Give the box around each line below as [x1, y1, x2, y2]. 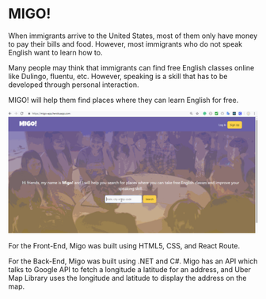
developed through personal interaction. [8, 80, 139, 89]
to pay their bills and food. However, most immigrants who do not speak [8, 39, 243, 48]
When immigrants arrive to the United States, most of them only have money [8, 31, 258, 40]
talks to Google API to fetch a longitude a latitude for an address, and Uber [8, 265, 252, 274]
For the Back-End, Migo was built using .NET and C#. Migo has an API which [8, 256, 258, 266]
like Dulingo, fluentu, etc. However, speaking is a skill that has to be [8, 71, 228, 81]
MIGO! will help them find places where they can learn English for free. [8, 95, 239, 104]
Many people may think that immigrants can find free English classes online [8, 62, 255, 72]
